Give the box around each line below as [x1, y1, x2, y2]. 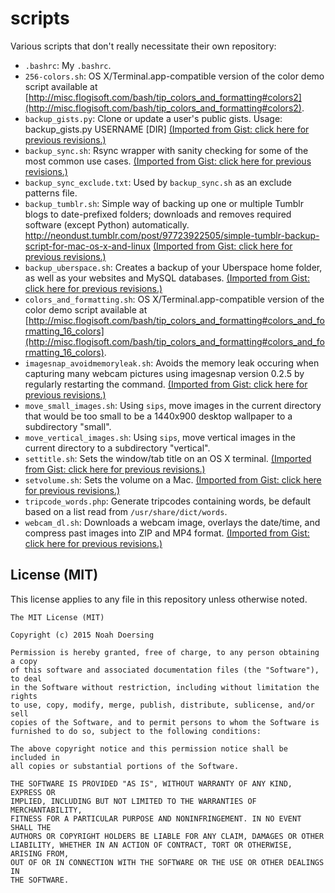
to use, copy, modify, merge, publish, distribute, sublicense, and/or [10, 700, 315, 710]
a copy [10, 656, 38, 666]
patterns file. [24, 187, 78, 199]
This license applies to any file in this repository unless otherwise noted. [10, 593, 308, 605]
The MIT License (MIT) [10, 612, 105, 622]
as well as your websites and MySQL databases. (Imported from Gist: [24, 272, 310, 284]
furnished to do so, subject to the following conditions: [10, 726, 262, 736]
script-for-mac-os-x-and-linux [24, 240, 151, 252]
